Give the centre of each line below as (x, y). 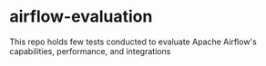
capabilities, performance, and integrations (90, 51)
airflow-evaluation (81, 17)
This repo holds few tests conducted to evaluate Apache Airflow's (133, 42)
